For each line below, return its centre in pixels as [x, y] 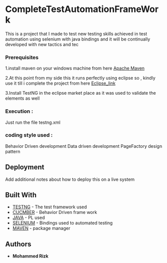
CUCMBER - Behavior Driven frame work [55, 212]
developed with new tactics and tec [42, 44]
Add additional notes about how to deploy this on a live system [70, 179]
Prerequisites [22, 57]
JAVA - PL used [29, 218]
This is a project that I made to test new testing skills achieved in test [76, 34]
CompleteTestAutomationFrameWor [82, 9]
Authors [18, 244]
